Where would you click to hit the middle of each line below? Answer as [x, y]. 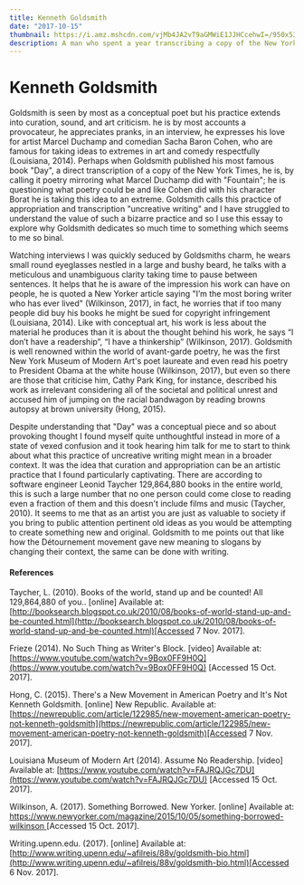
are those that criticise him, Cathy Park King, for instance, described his [143, 380]
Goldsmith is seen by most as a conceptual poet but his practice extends [145, 113]
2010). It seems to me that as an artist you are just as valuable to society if [148, 513]
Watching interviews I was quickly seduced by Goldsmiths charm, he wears [150, 255]
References [32, 572]
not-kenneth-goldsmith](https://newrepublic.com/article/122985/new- [140, 724]
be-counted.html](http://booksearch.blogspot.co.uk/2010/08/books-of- [143, 622]
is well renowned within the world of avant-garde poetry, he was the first [145, 352]
